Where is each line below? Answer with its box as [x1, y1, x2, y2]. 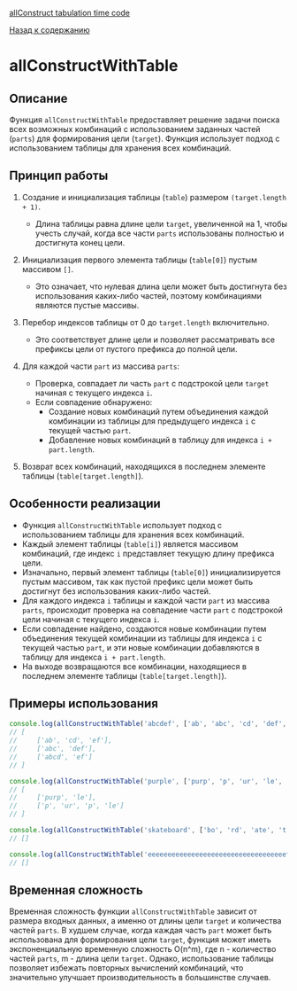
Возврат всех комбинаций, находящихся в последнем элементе [21, 461, 266, 472]
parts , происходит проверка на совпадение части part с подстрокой [21, 605, 283, 615]
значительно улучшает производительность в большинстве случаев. [9, 972, 271, 983]
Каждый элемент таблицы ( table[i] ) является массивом [21, 538, 239, 549]
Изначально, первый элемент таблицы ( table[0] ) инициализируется [21, 566, 281, 577]
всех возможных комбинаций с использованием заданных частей [9, 124, 261, 134]
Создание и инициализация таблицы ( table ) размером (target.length [21, 191, 287, 202]
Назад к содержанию [9, 25, 90, 35]
